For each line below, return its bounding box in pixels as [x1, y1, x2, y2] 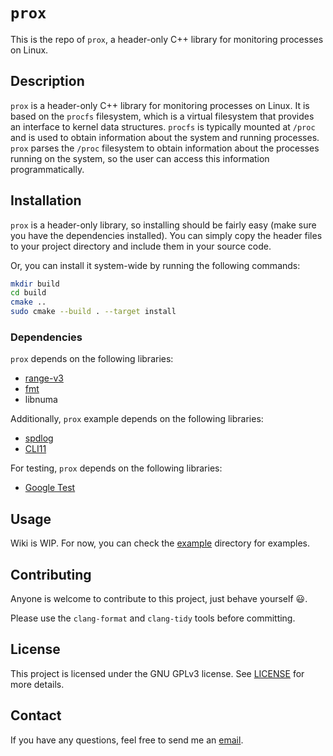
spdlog [24, 432, 54, 444]
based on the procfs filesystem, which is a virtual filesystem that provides [10, 110, 315, 122]
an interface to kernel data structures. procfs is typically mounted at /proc [10, 120, 316, 133]
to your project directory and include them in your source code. [10, 240, 272, 252]
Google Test [24, 482, 76, 494]
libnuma [24, 394, 58, 406]
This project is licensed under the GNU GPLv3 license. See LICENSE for [10, 667, 305, 679]
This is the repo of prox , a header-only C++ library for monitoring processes [10, 33, 324, 45]
